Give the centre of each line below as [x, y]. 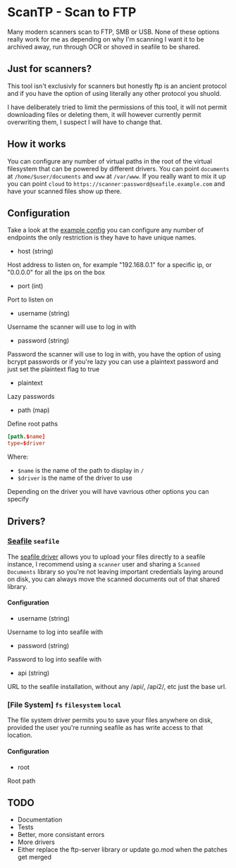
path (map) [33, 410]
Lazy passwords [31, 397]
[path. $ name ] [26, 437]
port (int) [30, 286]
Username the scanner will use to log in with [72, 327]
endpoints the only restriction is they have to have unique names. [102, 237]
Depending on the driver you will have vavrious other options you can [108, 492]
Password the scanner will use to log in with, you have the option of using [114, 354]
